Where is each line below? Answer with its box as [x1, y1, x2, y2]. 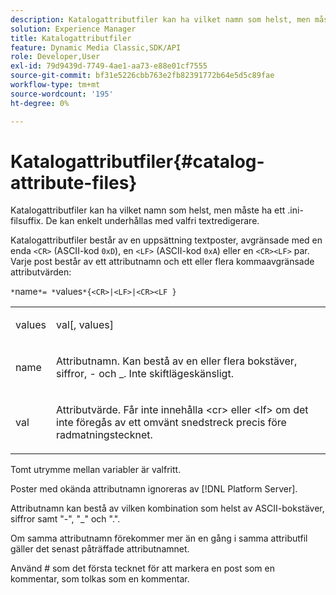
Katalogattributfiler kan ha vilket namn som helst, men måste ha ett [10, 204, 286, 216]
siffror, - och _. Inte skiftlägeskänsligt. [56, 367, 234, 381]
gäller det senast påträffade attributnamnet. [10, 543, 190, 555]
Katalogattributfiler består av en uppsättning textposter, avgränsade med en [10, 234, 323, 246]
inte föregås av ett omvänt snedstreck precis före [56, 416, 287, 430]
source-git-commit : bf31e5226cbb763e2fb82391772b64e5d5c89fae [10, 71, 275, 81]
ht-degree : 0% [10, 98, 70, 108]
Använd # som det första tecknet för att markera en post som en [10, 562, 275, 575]
